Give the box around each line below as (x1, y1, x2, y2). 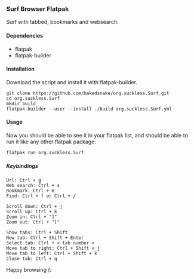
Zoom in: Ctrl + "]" (6, 214, 58, 220)
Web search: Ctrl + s (6, 182, 60, 188)
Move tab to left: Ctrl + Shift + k (6, 250, 97, 256)
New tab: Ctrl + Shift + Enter (6, 235, 84, 241)
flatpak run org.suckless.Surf (6, 149, 84, 155)
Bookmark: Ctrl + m (6, 188, 55, 194)
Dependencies (6, 32, 44, 39)
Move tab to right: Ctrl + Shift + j (6, 245, 100, 251)
